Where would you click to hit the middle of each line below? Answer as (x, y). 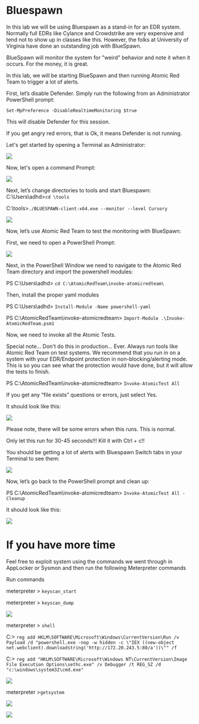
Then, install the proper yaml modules (53, 295)
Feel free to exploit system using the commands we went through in (89, 561)
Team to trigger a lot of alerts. (43, 82)
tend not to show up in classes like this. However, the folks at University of (97, 39)
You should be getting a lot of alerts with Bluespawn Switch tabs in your (94, 452)
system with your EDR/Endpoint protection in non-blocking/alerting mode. (97, 359)
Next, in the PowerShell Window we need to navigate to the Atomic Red (94, 265)
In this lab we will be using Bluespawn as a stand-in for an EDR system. (94, 27)
